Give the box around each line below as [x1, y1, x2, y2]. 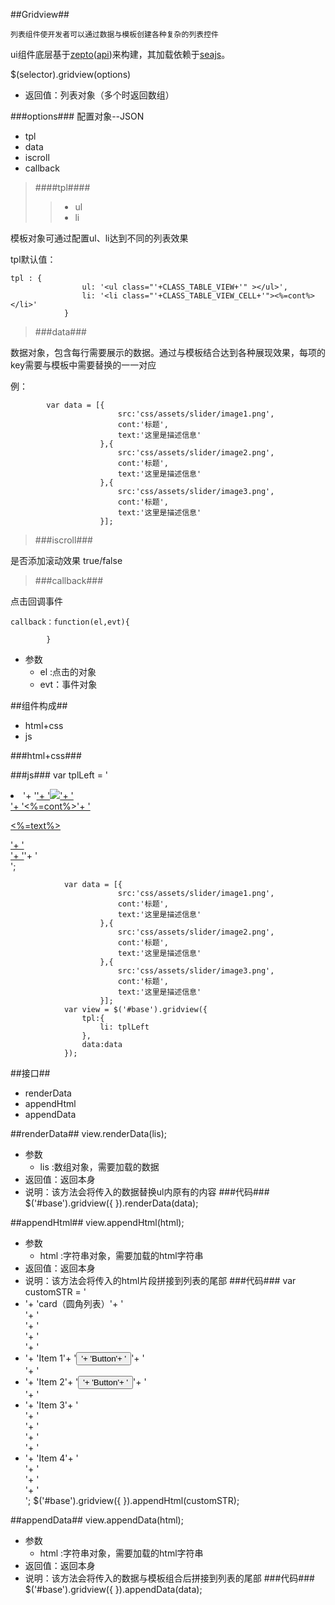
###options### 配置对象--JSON [10, 110, 145, 122]
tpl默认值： [10, 254, 57, 265]
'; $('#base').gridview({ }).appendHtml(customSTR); [24, 1495, 240, 1506]
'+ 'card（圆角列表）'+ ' [24, 1298, 124, 1309]
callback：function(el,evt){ [10, 617, 130, 627]
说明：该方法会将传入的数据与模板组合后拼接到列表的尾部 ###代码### [24, 1572, 315, 1584]
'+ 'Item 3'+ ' [24, 1399, 79, 1411]
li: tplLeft [99, 1022, 150, 1032]
